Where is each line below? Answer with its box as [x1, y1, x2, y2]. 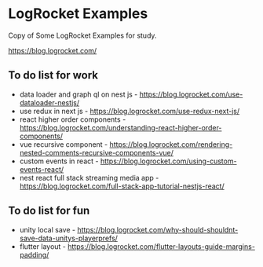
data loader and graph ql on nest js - [19, 90, 138, 99]
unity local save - [19, 225, 76, 234]
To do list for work [8, 68, 98, 82]
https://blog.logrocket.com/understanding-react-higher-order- [19, 123, 222, 132]
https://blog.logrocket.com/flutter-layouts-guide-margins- [68, 241, 255, 251]
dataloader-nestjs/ [19, 97, 80, 107]
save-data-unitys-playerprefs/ [19, 233, 118, 243]
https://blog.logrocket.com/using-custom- [100, 156, 237, 166]
